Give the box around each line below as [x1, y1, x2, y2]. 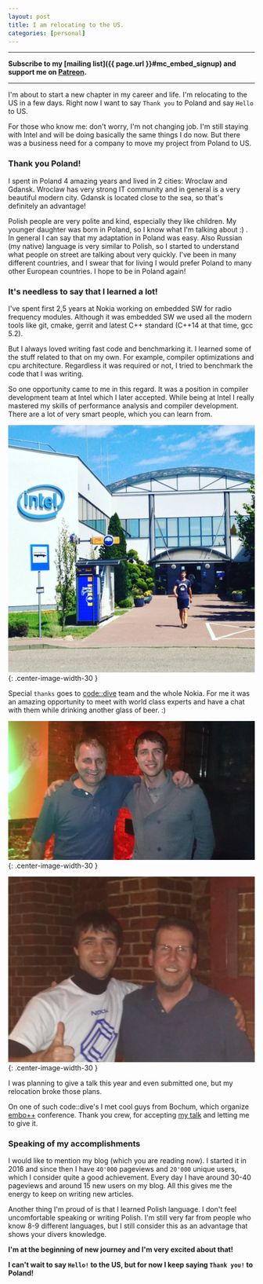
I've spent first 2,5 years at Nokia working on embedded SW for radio [8, 303, 232, 313]
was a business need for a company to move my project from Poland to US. [8, 138, 252, 148]
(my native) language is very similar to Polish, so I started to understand [8, 241, 240, 251]
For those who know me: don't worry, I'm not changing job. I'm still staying [8, 122, 249, 131]
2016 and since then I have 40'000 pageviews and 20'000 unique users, [8, 1165, 237, 1174]
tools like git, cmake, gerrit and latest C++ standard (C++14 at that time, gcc [8, 320, 254, 330]
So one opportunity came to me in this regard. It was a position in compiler [8, 384, 249, 393]
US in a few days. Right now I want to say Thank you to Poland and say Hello [8, 98, 254, 108]
